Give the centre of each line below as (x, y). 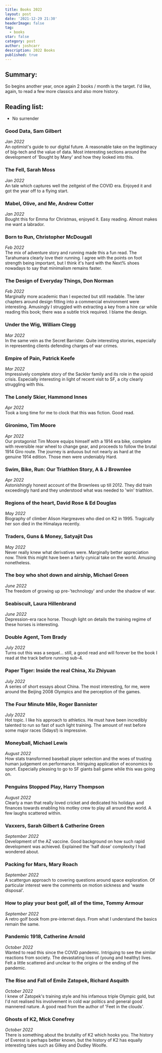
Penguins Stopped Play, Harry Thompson (55, 787)
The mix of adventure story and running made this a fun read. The (71, 253)
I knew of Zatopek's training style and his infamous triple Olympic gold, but (80, 997)
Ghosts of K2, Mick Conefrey (40, 1019)
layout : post (18, 14)
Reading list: (24, 107)
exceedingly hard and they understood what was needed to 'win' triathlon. (79, 490)
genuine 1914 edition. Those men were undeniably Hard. (61, 457)
